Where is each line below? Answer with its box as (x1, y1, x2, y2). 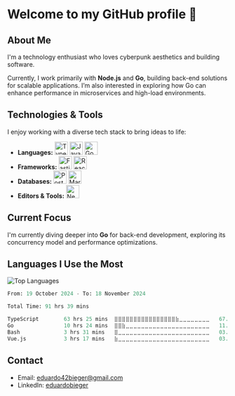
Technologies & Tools (7, 109, 103, 121)
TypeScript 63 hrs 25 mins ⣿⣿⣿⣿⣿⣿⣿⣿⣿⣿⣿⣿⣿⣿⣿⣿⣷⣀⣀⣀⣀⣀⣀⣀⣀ (7, 315, 210, 323)
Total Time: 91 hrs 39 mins (7, 303, 90, 310)
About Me (7, 34, 51, 46)
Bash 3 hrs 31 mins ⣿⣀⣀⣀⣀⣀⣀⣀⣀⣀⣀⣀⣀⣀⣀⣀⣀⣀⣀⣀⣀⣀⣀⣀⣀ (7, 329, 210, 336)
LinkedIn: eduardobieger (17, 381, 89, 389)
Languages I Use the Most (7, 259, 123, 271)
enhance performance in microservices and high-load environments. (7, 89, 206, 97)
